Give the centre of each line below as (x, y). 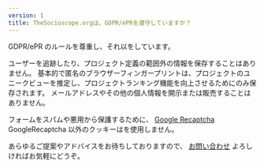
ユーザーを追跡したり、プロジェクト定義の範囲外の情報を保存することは (125, 63)
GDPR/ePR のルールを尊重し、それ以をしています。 (91, 46)
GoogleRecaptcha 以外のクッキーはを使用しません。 (93, 129)
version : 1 (26, 15)
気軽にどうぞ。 (59, 155)
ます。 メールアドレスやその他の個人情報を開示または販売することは (140, 92)
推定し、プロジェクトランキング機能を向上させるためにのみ (153, 83)
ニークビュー (29, 83)
